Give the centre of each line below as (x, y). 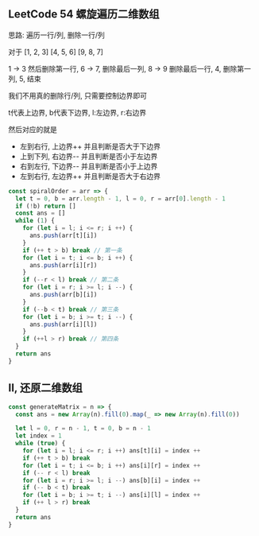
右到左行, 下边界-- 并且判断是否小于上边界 (89, 166)
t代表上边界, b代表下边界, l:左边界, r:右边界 (77, 112)
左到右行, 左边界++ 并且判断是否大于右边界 (90, 176)
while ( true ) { (41, 444)
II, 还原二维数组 (46, 388)
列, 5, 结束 (25, 79)
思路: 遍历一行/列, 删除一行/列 (57, 35)
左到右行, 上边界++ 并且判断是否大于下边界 (90, 146)
